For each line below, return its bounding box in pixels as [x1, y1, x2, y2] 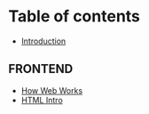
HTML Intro [20, 94, 63, 105]
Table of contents [8, 6, 141, 27]
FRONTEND [8, 61, 74, 77]
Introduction [20, 36, 67, 46]
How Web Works [20, 85, 83, 95]
